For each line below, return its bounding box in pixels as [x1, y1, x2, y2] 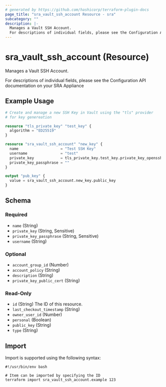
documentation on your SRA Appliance [5, 83, 84, 88]
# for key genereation [5, 115, 52, 120]
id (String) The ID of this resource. [12, 301, 83, 307]
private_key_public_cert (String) [12, 277, 80, 283]
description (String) [12, 272, 53, 278]
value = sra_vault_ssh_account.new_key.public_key [9, 178, 116, 183]
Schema [5, 196, 31, 205]
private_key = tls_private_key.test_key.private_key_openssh [9, 155, 163, 161]
